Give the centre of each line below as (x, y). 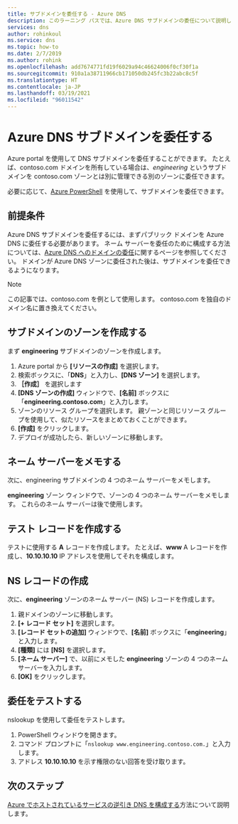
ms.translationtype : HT (43, 80)
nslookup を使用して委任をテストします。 (68, 719)
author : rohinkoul (34, 34)
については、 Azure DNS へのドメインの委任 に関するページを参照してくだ (114, 252)
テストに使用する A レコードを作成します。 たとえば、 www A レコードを (114, 547)
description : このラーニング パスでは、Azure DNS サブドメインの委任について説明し (120, 21)
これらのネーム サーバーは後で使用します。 (84, 504)
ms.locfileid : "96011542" (45, 100)
